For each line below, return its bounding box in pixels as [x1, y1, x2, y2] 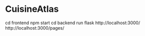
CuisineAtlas [5, 3, 59, 15]
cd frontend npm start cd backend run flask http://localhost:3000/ [5, 20, 141, 26]
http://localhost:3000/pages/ [5, 25, 65, 31]
